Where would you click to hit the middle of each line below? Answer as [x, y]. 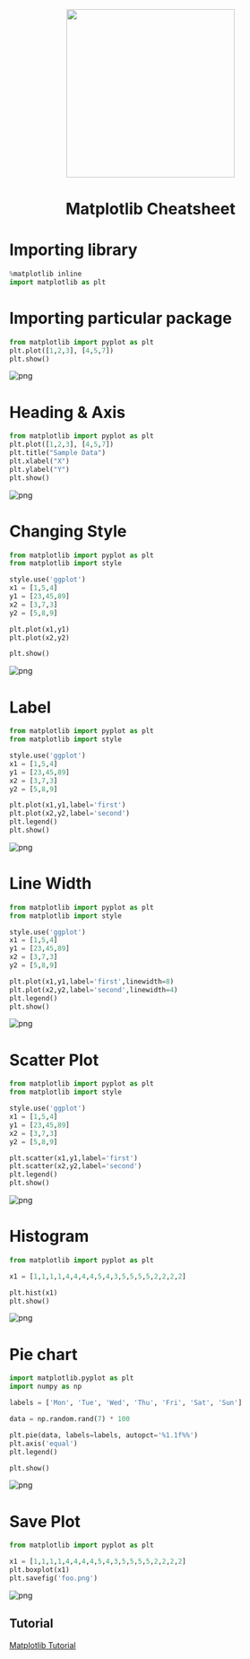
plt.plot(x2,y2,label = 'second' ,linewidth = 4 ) [94, 990]
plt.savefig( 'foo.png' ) [54, 1578]
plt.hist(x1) [34, 1292]
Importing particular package [121, 319]
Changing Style [68, 531]
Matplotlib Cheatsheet [151, 209]
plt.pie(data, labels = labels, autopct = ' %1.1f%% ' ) [104, 1435]
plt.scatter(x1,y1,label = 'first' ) [74, 1158]
